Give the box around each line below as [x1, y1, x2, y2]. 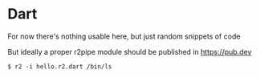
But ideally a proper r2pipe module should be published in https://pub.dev [7, 47, 252, 56]
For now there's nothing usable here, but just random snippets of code [7, 31, 241, 41]
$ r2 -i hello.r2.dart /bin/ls [7, 62, 112, 71]
